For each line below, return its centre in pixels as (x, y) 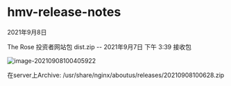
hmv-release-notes (64, 12)
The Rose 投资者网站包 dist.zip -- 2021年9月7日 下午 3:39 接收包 (100, 46)
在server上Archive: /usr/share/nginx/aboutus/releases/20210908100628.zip (116, 75)
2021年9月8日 (27, 32)
